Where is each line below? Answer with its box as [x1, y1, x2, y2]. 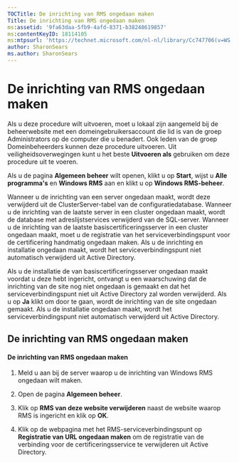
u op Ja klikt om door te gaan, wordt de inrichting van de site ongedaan [7, 297, 217, 306]
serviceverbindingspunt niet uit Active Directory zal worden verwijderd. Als [7, 289, 227, 298]
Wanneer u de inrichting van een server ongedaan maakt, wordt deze [7, 192, 211, 201]
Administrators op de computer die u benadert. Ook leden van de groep [7, 135, 218, 143]
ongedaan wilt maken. [17, 376, 83, 385]
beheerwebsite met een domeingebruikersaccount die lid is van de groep [7, 127, 222, 135]
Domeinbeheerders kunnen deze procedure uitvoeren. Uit [7, 142, 176, 150]
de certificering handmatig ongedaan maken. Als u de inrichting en [7, 238, 203, 246]
